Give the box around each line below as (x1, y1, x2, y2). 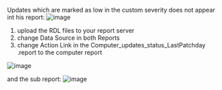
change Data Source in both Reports (16, 34, 120, 42)
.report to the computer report (16, 48, 103, 56)
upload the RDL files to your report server (16, 27, 135, 34)
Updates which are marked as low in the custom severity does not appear (7, 6, 216, 14)
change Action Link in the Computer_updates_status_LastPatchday (16, 41, 206, 49)
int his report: (7, 13, 45, 21)
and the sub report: (7, 75, 62, 83)
